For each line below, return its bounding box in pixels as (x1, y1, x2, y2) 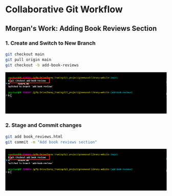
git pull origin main (5, 57, 52, 62)
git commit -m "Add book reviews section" (5, 140, 97, 145)
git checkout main (5, 51, 45, 57)
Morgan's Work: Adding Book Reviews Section (5, 24, 157, 33)
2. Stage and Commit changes (5, 122, 82, 129)
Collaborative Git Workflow (5, 4, 123, 15)
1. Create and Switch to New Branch (5, 40, 96, 47)
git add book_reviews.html (5, 134, 63, 139)
